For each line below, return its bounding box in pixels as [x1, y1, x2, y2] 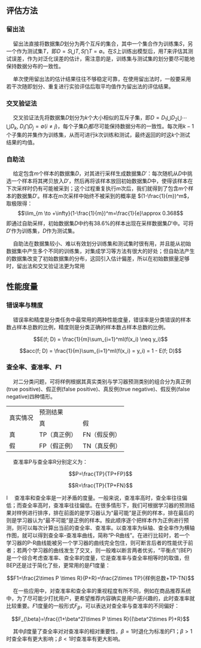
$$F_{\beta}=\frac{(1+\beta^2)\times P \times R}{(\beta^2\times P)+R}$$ [11, 615, 190, 622]
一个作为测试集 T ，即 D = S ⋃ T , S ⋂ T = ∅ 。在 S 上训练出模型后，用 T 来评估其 [6, 47, 188, 55]
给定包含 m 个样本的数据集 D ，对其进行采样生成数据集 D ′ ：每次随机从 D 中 [13, 170, 187, 177]
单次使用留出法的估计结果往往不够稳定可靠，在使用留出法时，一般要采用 [13, 75, 191, 82]
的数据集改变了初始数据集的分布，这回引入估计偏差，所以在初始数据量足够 [6, 254, 190, 262]
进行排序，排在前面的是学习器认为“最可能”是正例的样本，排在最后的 [26, 509, 194, 516]
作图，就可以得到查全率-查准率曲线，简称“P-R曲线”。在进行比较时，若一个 [6, 532, 190, 539]
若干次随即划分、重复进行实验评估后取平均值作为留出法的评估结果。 [6, 83, 174, 90]
